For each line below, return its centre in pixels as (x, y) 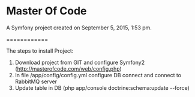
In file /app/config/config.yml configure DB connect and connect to (98, 75)
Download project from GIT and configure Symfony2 (80, 62)
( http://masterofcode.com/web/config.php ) (68, 69)
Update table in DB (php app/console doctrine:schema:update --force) (102, 87)
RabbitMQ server (36, 81)
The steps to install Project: (40, 51)
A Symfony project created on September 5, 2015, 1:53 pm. (79, 28)
